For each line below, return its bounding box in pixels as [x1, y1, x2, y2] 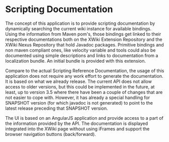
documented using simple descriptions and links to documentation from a [5, 52, 158, 59]
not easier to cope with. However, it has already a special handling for [5, 94, 150, 101]
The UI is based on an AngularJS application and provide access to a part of [5, 115, 164, 121]
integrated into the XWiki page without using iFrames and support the [5, 125, 150, 132]
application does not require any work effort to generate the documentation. [5, 73, 163, 79]
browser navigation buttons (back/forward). [5, 131, 96, 137]
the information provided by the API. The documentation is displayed [5, 120, 148, 126]
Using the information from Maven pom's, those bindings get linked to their [5, 31, 161, 37]
